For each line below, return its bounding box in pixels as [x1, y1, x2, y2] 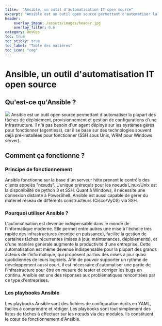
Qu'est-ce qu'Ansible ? [5, 98, 76, 107]
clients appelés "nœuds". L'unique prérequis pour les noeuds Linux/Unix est [5, 182, 157, 188]
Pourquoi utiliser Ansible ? [5, 210, 69, 216]
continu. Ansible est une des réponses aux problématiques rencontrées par [5, 272, 156, 278]
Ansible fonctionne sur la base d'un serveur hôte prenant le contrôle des [5, 177, 150, 183]
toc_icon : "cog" [5, 48, 38, 52]
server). [5, 137, 21, 143]
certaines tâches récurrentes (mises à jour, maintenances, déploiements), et [5, 236, 158, 242]
